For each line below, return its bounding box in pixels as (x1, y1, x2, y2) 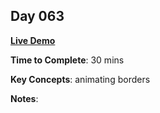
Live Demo (10, 34, 56, 46)
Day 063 (10, 8, 65, 25)
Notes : (10, 92, 39, 104)
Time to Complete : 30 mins (10, 54, 125, 66)
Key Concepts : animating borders (10, 73, 151, 85)
